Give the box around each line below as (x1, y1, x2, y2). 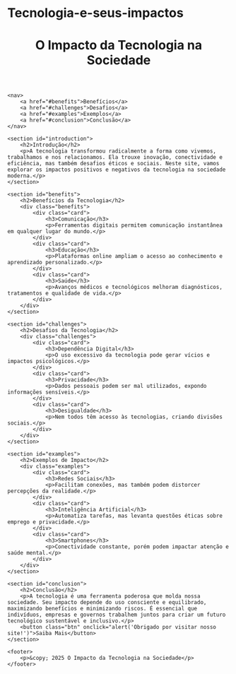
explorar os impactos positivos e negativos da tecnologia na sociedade (7, 166, 226, 174)
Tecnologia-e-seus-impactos (7, 5, 184, 21)
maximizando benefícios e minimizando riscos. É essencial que (7, 605, 198, 613)
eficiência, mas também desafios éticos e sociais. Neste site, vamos (7, 160, 220, 167)
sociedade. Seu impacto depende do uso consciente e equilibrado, (7, 599, 207, 606)
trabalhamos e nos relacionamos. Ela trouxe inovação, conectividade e (7, 154, 223, 161)
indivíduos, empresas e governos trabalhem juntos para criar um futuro (7, 611, 226, 619)
